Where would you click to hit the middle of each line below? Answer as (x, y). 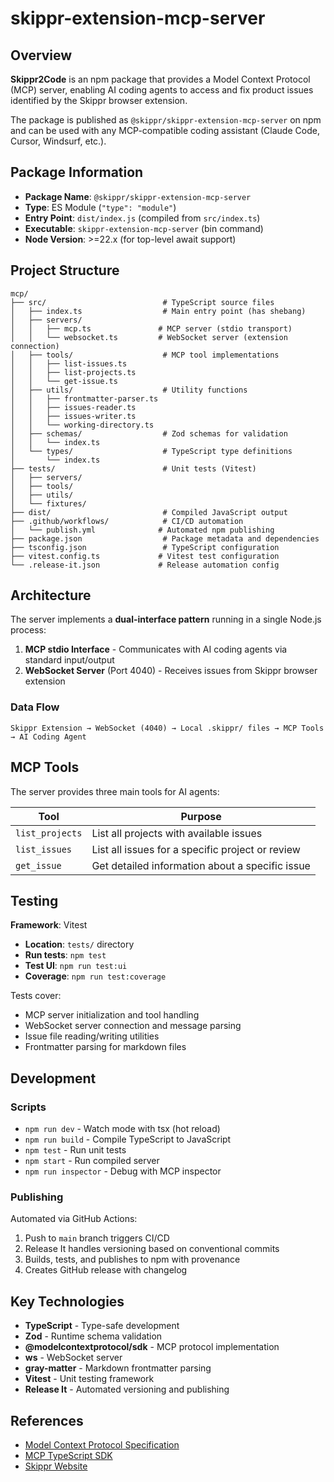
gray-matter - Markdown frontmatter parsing (118, 1368)
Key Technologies (67, 1301)
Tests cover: (36, 996)
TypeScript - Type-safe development (102, 1326)
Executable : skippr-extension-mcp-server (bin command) (144, 228)
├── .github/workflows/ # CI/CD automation (127, 521)
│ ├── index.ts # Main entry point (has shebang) (158, 311)
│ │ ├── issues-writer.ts (73, 416)
